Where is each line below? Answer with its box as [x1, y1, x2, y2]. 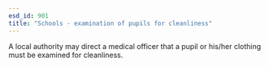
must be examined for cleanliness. [8, 50, 124, 60]
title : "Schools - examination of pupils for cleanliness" [8, 19, 213, 27]
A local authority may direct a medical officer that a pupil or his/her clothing [8, 41, 262, 51]
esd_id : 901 [8, 11, 49, 20]
